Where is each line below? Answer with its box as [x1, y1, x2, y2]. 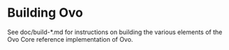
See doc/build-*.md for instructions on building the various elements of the [7, 28, 223, 36]
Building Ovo [7, 5, 84, 21]
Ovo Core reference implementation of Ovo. [7, 35, 133, 43]
